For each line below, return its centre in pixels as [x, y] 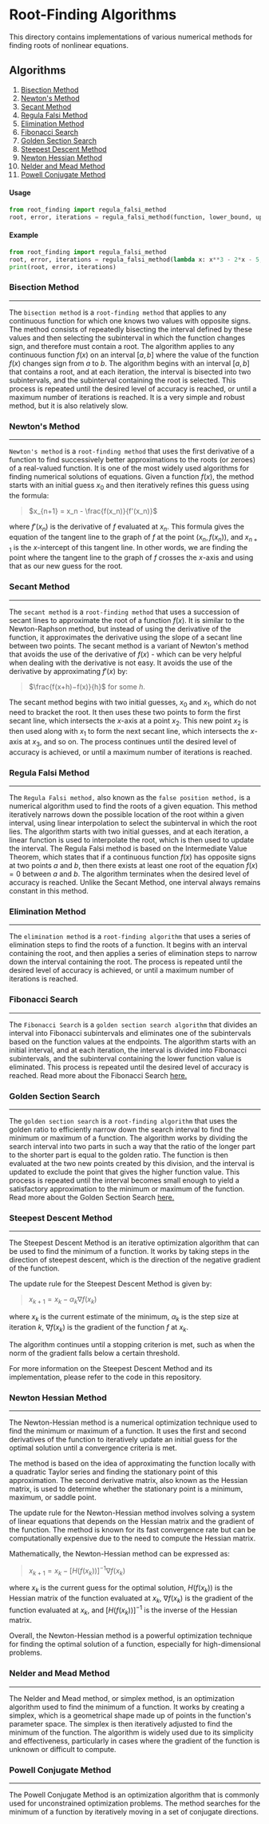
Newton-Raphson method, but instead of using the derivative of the [120, 628]
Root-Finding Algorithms [93, 15]
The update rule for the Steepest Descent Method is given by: [111, 1284]
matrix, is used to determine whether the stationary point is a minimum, [126, 1489]
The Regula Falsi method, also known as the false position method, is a [130, 798]
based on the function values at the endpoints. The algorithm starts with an [133, 1041]
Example [24, 235]
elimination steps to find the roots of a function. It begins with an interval [128, 945]
